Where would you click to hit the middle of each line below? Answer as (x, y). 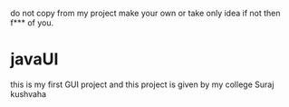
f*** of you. (32, 23)
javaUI (34, 59)
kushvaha (29, 93)
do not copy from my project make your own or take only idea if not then (145, 13)
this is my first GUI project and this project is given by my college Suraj (142, 84)
